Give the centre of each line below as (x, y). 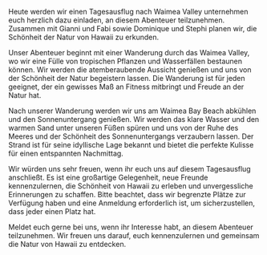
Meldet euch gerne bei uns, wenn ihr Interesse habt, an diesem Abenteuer (131, 227)
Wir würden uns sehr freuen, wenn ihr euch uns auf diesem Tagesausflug (129, 169)
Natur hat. (25, 95)
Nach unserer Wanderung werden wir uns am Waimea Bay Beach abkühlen (132, 111)
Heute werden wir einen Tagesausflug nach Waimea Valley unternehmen (128, 12)
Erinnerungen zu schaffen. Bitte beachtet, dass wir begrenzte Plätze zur (127, 194)
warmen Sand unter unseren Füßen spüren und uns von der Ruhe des (123, 128)
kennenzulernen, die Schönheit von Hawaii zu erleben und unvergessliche (131, 186)
